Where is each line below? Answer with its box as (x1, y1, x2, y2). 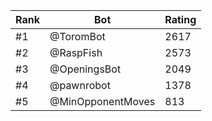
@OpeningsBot (49, 62, 122, 76)
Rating (164, 13, 197, 26)
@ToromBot (49, 30, 106, 43)
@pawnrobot (49, 79, 111, 92)
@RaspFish (49, 46, 103, 59)
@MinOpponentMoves (49, 95, 156, 108)
